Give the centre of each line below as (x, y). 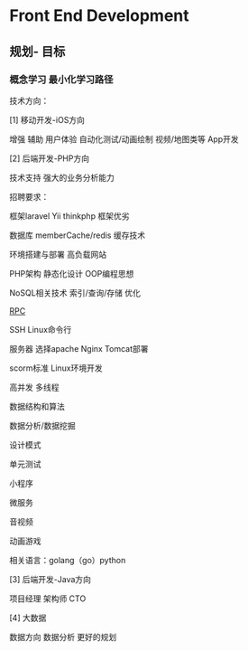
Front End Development (99, 16)
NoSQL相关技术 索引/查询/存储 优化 (75, 292)
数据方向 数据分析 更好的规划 (63, 637)
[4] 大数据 (28, 618)
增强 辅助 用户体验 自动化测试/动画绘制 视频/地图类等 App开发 (124, 139)
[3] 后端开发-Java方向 (51, 579)
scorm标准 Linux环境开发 (56, 368)
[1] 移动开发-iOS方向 (47, 119)
